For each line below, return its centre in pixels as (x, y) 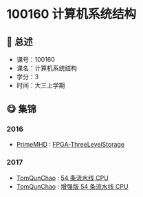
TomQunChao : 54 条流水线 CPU (63, 178)
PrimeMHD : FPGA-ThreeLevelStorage (70, 144)
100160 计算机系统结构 (71, 14)
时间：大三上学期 (41, 85)
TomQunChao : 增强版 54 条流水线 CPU (72, 186)
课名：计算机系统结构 (46, 68)
